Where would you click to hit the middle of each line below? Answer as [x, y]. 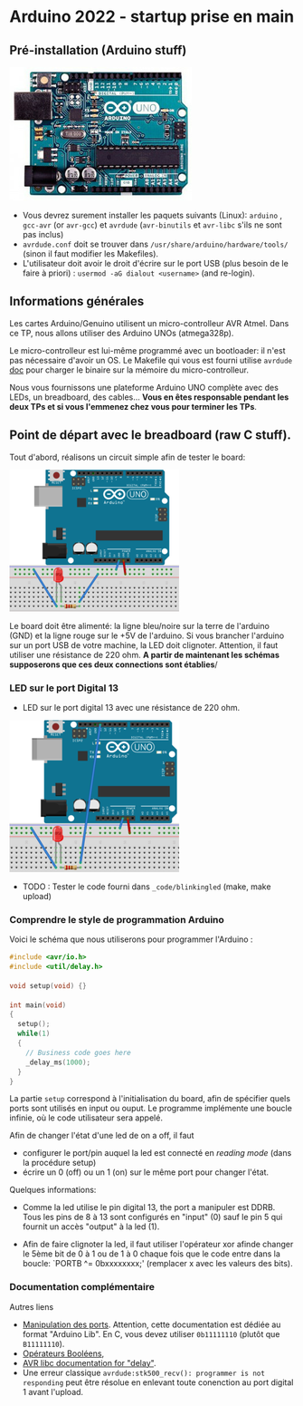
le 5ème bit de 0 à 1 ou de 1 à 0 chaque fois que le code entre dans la [151, 1254]
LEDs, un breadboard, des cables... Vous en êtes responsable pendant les [149, 397]
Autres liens [32, 1306]
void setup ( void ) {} [48, 985]
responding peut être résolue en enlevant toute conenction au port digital [158, 1382]
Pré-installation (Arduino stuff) [98, 50]
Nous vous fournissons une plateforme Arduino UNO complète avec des [144, 387]
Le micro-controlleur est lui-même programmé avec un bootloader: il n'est [148, 350]
